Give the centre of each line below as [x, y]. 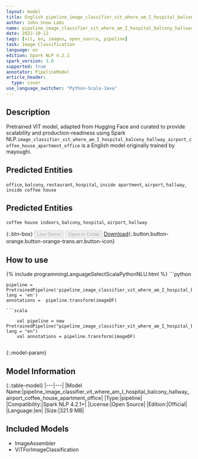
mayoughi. [19, 152]
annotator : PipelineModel [38, 72]
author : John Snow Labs [35, 22]
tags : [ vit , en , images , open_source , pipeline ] [67, 39]
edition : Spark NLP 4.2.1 [38, 55]
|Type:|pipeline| [123, 398]
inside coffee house [32, 190]
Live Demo [49, 235]
